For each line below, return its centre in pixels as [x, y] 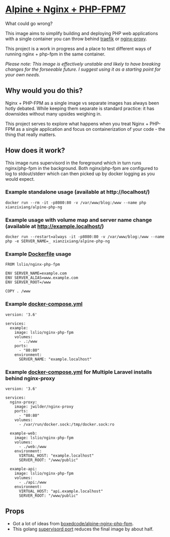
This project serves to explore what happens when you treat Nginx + [77, 124]
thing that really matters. [31, 134]
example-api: [24, 469]
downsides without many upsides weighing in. [54, 114]
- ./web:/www [32, 447]
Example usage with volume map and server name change [79, 220]
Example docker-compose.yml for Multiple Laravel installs [79, 372]
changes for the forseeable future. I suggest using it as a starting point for [83, 69]
